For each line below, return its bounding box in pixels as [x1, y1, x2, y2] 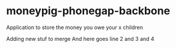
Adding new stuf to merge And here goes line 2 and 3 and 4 [6, 35, 154, 42]
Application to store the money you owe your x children [6, 24, 143, 31]
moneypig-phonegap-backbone [6, 4, 171, 18]
